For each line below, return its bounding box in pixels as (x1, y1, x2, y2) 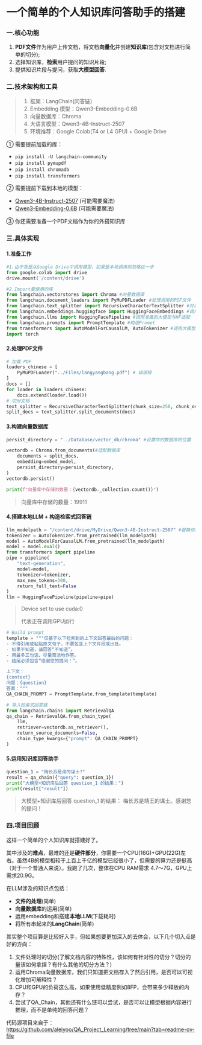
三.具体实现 (6, 234, 40, 242)
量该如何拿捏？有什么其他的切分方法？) (14, 960, 112, 968)
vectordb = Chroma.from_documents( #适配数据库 (6, 447, 120, 453)
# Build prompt (6, 630, 44, 636)
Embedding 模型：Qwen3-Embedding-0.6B (29, 105, 138, 112)
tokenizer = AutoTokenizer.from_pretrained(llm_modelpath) (6, 532, 158, 538)
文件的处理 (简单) (14, 897, 57, 904)
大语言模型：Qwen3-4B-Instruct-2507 (29, 120, 125, 127)
